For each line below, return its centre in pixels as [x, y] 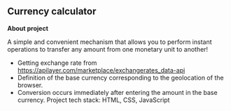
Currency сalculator [52, 12]
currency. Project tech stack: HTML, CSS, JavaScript [93, 100]
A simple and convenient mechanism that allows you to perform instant [110, 42]
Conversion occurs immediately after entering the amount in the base [118, 92]
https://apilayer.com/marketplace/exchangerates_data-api [101, 70]
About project [28, 28]
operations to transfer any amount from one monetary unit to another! [108, 49]
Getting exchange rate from [57, 63]
